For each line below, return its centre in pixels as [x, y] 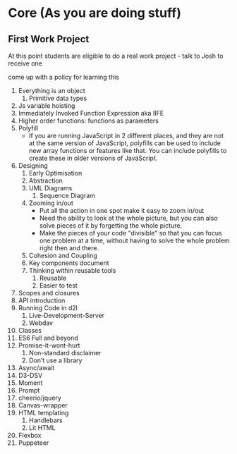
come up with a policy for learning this [63, 77]
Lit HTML [42, 428]
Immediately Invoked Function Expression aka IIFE [91, 113]
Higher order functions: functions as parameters [89, 121]
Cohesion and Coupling [63, 256]
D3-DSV [30, 375]
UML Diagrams [50, 188]
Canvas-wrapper [43, 405]
